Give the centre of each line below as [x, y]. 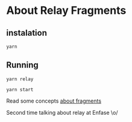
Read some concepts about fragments [54, 101]
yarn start [20, 89]
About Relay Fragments [66, 11]
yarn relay [20, 79]
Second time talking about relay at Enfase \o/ [62, 112]
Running [23, 65]
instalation [27, 33]
